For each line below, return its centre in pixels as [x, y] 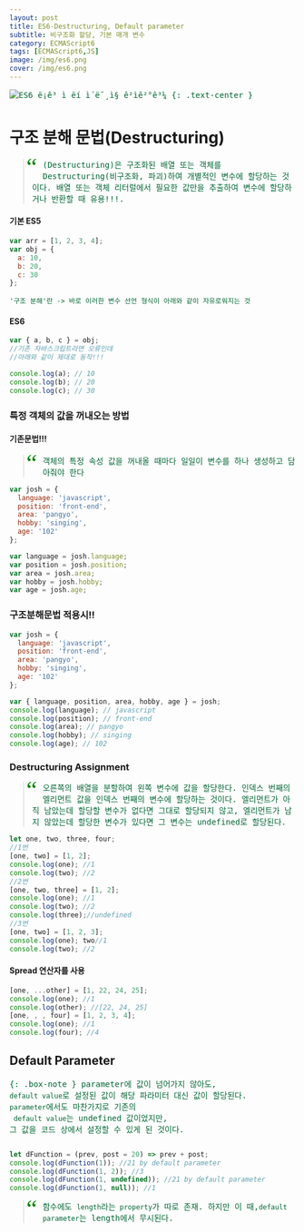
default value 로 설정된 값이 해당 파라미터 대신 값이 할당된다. [128, 1095]
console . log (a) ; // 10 [52, 374]
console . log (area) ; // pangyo [67, 727]
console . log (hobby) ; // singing [70, 735]
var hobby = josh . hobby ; [56, 582]
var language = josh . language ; [69, 556]
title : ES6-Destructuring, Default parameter [97, 26]
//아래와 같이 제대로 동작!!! [57, 358]
